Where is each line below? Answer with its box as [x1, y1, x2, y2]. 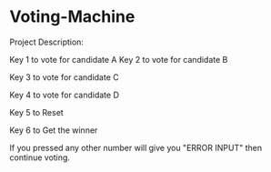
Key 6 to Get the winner [9, 125, 98, 136]
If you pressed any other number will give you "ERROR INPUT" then [9, 142, 262, 153]
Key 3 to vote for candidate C [9, 71, 120, 83]
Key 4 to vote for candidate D [9, 89, 120, 100]
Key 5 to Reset [9, 106, 64, 117]
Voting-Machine [9, 6, 135, 27]
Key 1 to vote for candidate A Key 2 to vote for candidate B [9, 54, 228, 65]
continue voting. [9, 152, 71, 163]
